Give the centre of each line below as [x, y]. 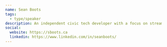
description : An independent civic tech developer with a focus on [77, 23]
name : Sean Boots [23, 10]
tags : [11, 14]
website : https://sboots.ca [39, 32]
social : [13, 28]
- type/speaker [25, 19]
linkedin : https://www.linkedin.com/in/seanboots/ [63, 37]
